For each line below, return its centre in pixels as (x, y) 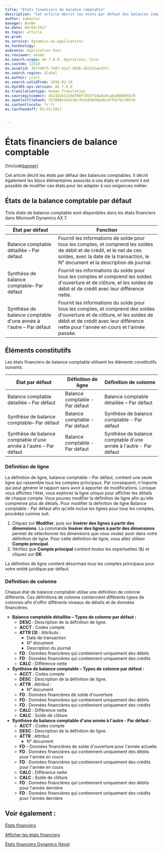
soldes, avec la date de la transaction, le (104, 256)
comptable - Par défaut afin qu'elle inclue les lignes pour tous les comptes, (80, 508)
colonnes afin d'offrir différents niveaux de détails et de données (70, 602)
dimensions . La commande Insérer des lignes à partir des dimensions (83, 528)
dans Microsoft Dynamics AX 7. (36, 218)
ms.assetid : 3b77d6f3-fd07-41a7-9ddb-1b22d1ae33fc (57, 69)
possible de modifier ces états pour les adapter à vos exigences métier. (76, 185)
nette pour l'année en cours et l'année (101, 327)
